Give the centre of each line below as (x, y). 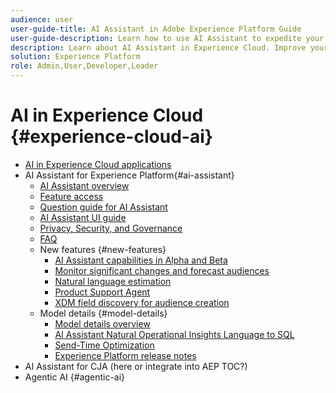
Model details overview (102, 323)
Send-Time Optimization (104, 345)
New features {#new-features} (103, 249)
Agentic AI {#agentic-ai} (75, 377)
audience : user (42, 19)
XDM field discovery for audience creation (142, 302)
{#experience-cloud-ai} (111, 137)
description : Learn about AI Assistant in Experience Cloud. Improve (158, 47)
